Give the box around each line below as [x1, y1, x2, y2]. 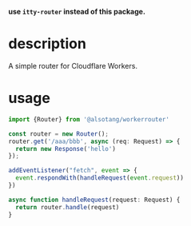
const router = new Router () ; [8, 129, 109, 138]
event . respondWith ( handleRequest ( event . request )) [15, 174, 184, 182]
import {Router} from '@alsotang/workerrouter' [8, 115, 170, 123]
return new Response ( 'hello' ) [15, 145, 116, 153]
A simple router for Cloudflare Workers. [8, 61, 138, 70]
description [8, 35, 86, 53]
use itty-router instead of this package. [8, 7, 146, 16]
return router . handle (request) [15, 203, 120, 211]
